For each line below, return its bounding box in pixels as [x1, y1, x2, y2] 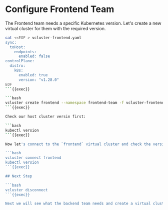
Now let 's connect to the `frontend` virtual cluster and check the [5, 142, 151, 147]
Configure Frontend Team [5, 4, 114, 15]
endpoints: [14, 49, 37, 54]
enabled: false [18, 54, 50, 59]
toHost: [9, 44, 26, 50]
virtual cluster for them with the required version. [5, 25, 106, 31]
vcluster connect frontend [5, 155, 61, 160]
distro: [9, 63, 26, 68]
